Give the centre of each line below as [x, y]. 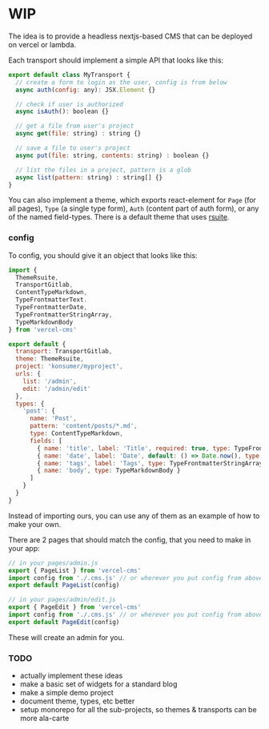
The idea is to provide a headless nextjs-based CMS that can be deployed [130, 36]
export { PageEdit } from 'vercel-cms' [75, 607]
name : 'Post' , [53, 419]
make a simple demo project [66, 693]
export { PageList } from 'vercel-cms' [75, 570]
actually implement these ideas [71, 676]
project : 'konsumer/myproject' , [70, 367]
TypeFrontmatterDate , [52, 308]
